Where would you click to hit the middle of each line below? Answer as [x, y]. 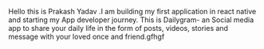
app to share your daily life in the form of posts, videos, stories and [118, 28]
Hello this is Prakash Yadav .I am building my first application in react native [132, 11]
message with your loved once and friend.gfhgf [87, 36]
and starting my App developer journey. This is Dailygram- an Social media [131, 20]
